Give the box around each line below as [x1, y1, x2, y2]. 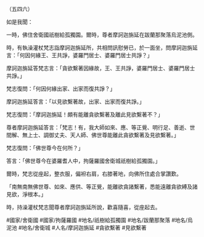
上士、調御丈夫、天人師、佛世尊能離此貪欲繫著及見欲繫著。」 [27, 131, 179, 139]
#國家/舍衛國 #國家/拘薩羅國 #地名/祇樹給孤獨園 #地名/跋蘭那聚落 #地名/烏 [6, 216, 193, 224]
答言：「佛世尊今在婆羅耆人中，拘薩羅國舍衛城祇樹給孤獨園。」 [6, 157, 161, 164]
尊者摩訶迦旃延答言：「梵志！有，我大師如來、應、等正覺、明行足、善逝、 [6, 124, 190, 131]
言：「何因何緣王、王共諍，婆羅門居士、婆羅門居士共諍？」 [6, 52, 153, 59]
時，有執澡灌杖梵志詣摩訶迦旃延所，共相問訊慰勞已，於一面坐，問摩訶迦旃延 [6, 44, 198, 51]
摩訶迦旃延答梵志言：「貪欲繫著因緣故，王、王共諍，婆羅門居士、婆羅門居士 [6, 64, 195, 72]
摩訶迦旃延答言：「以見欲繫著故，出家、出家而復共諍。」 [6, 98, 144, 105]
